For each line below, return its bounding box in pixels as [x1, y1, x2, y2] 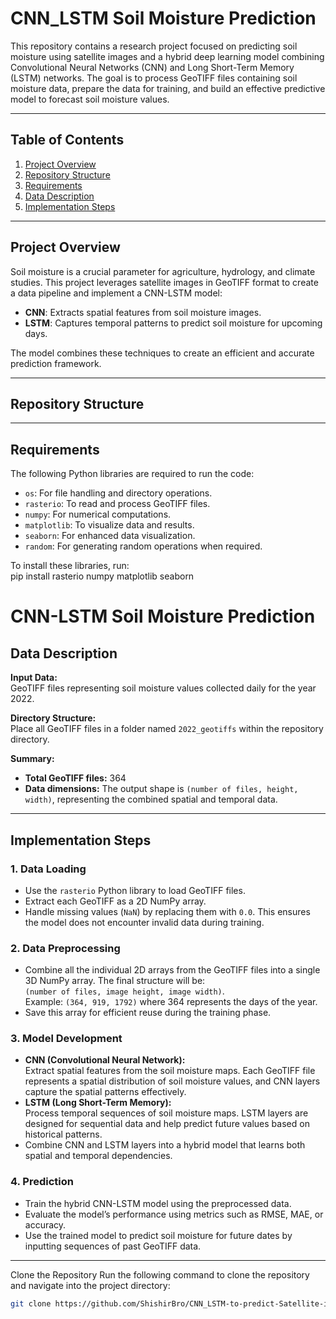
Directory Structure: [10, 712, 97, 724]
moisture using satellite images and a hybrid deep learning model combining [10, 50, 325, 62]
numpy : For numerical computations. [24, 508, 172, 521]
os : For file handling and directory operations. [24, 487, 213, 499]
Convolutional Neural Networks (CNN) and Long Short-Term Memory [10, 61, 295, 73]
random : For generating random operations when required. [24, 540, 263, 552]
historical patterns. [24, 1128, 103, 1141]
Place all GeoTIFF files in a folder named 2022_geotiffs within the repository [10, 723, 324, 735]
